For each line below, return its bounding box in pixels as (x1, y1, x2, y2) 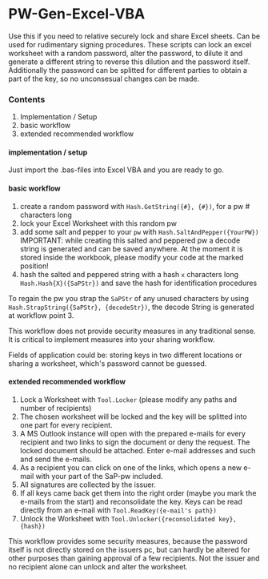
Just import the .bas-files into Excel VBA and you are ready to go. (8, 165, 225, 175)
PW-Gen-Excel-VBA (8, 5, 146, 23)
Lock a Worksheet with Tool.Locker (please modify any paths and (19, 394, 238, 404)
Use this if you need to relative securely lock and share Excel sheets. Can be (8, 31, 261, 41)
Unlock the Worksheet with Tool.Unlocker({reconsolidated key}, (19, 513, 238, 523)
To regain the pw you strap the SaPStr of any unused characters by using (8, 293, 250, 303)
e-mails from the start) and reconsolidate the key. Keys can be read (19, 497, 242, 506)
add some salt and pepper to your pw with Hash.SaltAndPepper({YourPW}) (19, 227, 259, 236)
